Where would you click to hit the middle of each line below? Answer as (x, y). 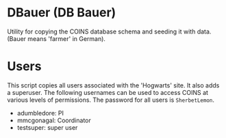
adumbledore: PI (40, 113)
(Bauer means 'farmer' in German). (56, 38)
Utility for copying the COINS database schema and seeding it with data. (109, 31)
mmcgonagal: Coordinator (54, 120)
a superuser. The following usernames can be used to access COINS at (108, 92)
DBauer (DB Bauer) (62, 13)
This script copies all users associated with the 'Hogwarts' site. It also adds (113, 85)
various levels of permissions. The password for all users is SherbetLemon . (111, 100)
